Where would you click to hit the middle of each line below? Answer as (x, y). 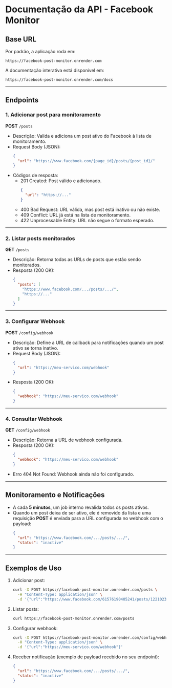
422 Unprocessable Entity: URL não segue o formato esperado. (87, 220)
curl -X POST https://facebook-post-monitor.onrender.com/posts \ (85, 590)
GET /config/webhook (28, 430)
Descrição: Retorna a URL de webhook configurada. (68, 440)
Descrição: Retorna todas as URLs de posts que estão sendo (77, 260)
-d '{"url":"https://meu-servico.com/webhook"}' (70, 647)
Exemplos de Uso (34, 568)
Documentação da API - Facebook (79, 9)
